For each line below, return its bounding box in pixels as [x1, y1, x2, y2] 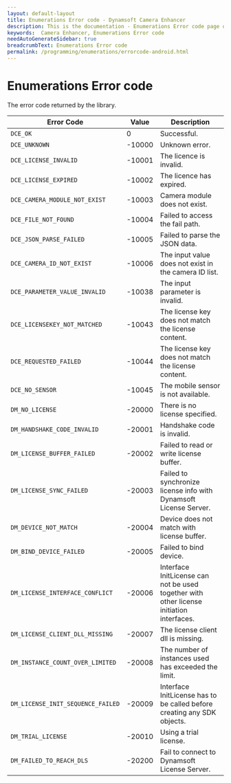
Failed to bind [159, 542, 204, 552]
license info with [159, 486, 213, 495]
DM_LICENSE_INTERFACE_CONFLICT [10, 589, 113, 597]
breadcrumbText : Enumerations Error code [7, 42, 128, 49]
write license [159, 449, 201, 458]
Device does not [159, 514, 213, 524]
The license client [159, 625, 218, 634]
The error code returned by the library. [7, 100, 117, 109]
